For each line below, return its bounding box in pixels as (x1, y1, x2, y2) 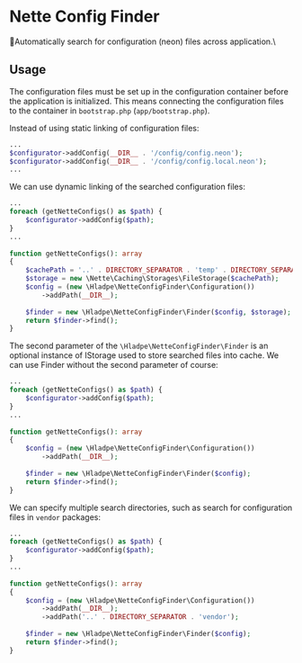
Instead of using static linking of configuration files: (9, 122, 200, 133)
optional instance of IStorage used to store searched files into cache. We (9, 350, 280, 361)
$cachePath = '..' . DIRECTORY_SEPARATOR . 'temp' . (25, 265, 227, 275)
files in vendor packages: (9, 511, 102, 523)
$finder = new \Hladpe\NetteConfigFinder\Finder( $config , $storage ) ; (25, 308, 292, 317)
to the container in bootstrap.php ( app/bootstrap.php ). (9, 105, 210, 116)
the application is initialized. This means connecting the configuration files (9, 95, 285, 106)
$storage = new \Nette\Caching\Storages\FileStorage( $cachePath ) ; (25, 274, 280, 283)
